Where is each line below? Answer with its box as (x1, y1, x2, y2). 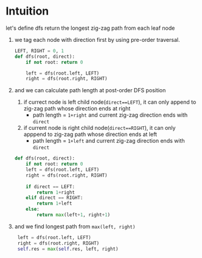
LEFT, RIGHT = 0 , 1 (14, 47, 64, 54)
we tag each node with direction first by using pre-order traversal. (14, 36, 180, 43)
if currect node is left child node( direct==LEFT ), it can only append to (23, 98, 197, 106)
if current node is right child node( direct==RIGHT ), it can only (23, 124, 176, 132)
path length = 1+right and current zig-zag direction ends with (32, 111, 188, 119)
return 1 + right (37, 189, 75, 195)
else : (26, 206, 40, 212)
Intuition (5, 4, 49, 18)
